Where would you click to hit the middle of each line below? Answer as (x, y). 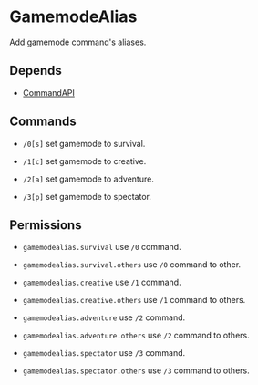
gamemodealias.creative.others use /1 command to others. (134, 300)
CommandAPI (49, 92)
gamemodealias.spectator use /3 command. (104, 353)
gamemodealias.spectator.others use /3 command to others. (136, 370)
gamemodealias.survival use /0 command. (102, 247)
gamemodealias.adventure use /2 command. (104, 317)
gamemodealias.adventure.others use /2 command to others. (136, 336)
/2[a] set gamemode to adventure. (88, 179)
